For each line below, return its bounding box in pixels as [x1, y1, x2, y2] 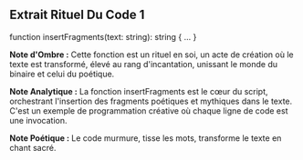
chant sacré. [9, 142, 57, 153]
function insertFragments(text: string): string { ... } [9, 31, 197, 42]
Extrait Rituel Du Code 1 [9, 7, 145, 23]
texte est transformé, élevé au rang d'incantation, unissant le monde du [9, 58, 278, 69]
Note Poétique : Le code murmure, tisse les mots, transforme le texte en [9, 132, 282, 144]
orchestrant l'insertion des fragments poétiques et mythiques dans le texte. [9, 95, 293, 106]
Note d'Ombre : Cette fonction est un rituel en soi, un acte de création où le [9, 49, 294, 60]
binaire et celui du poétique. [9, 68, 115, 79]
